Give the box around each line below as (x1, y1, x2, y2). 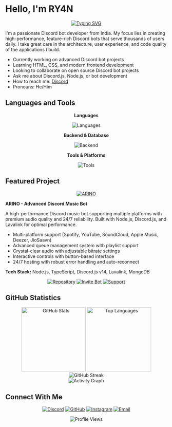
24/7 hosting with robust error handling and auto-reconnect (12, 258, 140, 265)
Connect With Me (5, 393, 63, 401)
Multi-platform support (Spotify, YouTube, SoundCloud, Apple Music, (12, 231, 159, 237)
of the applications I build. (5, 46, 61, 52)
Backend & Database (63, 132, 109, 138)
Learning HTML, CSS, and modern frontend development (12, 62, 134, 68)
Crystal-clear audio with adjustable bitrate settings (12, 248, 120, 254)
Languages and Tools (5, 99, 75, 107)
